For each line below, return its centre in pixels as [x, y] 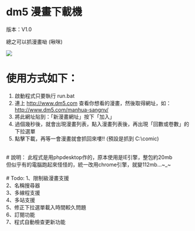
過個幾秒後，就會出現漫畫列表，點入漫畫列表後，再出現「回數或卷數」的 [102, 124]
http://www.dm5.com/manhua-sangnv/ [61, 109]
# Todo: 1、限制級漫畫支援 [37, 178]
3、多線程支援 [23, 192]
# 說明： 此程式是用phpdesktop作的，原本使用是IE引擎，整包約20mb [89, 157]
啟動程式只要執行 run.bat [45, 96]
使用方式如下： [42, 79]
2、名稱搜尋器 [23, 185]
